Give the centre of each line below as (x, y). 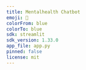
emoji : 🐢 (17, 18)
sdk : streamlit (26, 35)
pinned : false (24, 52)
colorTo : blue (24, 29)
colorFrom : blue (27, 23)
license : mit (23, 57)
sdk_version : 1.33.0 (33, 40)
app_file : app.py (28, 46)
